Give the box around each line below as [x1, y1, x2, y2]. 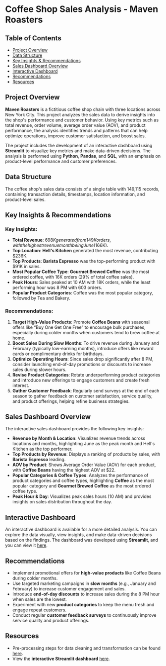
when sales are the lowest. [12, 596, 67, 602]
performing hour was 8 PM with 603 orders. [12, 285, 103, 290]
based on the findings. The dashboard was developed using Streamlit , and [5, 537, 159, 543]
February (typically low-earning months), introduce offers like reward [12, 345, 154, 351]
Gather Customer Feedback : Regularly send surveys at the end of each [12, 387, 160, 393]
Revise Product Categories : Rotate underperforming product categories [12, 372, 161, 378]
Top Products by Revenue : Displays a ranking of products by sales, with [12, 451, 161, 457]
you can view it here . [5, 542, 48, 548]
